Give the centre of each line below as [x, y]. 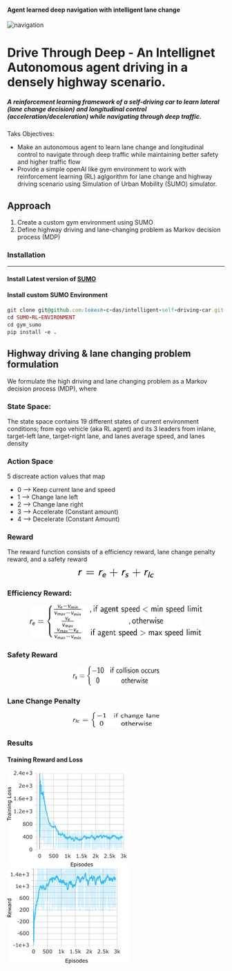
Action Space [30, 461]
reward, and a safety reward [47, 559]
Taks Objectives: [31, 134]
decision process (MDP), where [52, 388]
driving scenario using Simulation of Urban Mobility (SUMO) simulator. [117, 184]
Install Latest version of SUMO [52, 279]
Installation [27, 255]
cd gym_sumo [24, 325]
